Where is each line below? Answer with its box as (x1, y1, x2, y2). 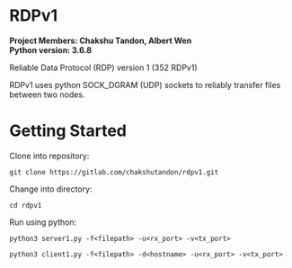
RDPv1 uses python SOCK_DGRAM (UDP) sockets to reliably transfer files (9, 79, 281, 90)
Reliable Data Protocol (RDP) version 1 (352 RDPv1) (9, 62, 198, 73)
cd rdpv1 (9, 201, 42, 210)
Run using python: (9, 217, 77, 228)
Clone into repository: (9, 150, 90, 161)
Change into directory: (9, 183, 93, 194)
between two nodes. (9, 89, 85, 100)
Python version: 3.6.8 (9, 44, 93, 55)
